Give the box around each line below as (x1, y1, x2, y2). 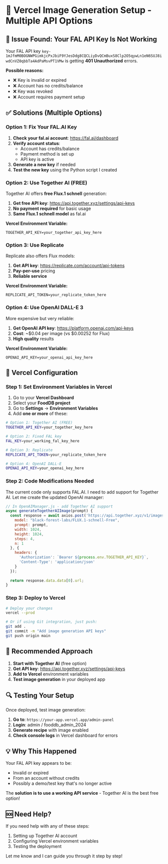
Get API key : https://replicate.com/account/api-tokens (12, 263, 125, 269)
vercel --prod (5, 610, 35, 615)
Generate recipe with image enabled (12, 727, 89, 733)
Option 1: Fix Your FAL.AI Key (5, 124, 77, 131)
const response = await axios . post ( (10, 513, 86, 518)
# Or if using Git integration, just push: (5, 619, 98, 625)
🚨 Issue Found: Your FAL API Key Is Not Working (5, 35, 158, 43)
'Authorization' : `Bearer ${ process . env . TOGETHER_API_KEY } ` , (18, 555, 149, 560)
